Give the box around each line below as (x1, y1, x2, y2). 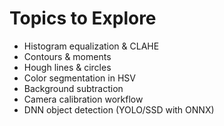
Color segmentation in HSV (23, 72, 136, 84)
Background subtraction (23, 82, 124, 94)
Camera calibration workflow (23, 93, 144, 105)
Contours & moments (23, 50, 112, 62)
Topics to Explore (9, 7, 157, 30)
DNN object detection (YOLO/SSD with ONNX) (23, 103, 215, 116)
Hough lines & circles (23, 61, 112, 73)
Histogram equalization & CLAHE (23, 40, 160, 52)
